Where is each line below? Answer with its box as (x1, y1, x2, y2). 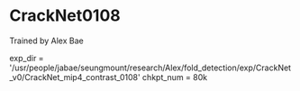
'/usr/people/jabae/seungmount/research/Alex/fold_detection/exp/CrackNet (9, 62, 291, 73)
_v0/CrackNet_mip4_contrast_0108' (9, 71, 141, 82)
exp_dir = (9, 52, 44, 63)
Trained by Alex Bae (9, 35, 84, 46)
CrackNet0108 (9, 5, 122, 26)
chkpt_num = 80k (142, 71, 208, 82)
